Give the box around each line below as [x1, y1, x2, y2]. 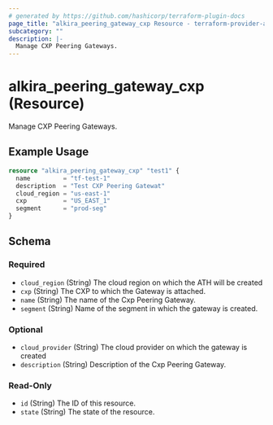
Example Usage [8, 145, 89, 159]
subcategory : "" [8, 27, 63, 35]
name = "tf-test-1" [15, 174, 111, 182]
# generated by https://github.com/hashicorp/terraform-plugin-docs [8, 11, 245, 20]
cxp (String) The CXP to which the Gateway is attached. [19, 286, 206, 296]
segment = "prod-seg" [15, 204, 107, 212]
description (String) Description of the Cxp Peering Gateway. [19, 359, 227, 369]
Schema [8, 234, 51, 248]
